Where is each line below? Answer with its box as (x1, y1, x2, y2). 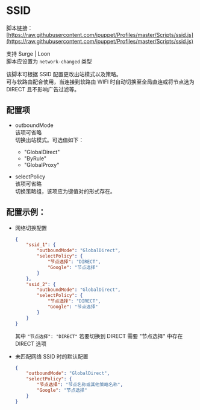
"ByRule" (23, 155, 47, 162)
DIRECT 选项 (14, 340, 47, 347)
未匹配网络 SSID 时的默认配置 (14, 353, 89, 360)
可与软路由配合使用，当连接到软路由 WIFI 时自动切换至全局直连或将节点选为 (6, 78, 195, 85)
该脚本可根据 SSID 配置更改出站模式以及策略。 (6, 70, 122, 77)
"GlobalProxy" (23, 161, 60, 168)
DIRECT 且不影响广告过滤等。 (6, 85, 80, 93)
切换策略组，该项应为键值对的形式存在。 (14, 187, 116, 195)
